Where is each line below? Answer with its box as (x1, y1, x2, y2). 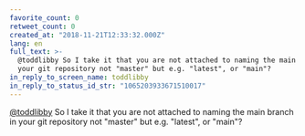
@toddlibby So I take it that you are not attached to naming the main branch (9, 106, 294, 117)
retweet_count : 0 (9, 22, 76, 31)
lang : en (9, 38, 43, 48)
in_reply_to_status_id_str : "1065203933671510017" (9, 81, 206, 90)
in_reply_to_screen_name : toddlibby (9, 73, 149, 82)
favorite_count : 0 (9, 13, 79, 23)
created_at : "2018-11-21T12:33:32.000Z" (9, 30, 166, 39)
